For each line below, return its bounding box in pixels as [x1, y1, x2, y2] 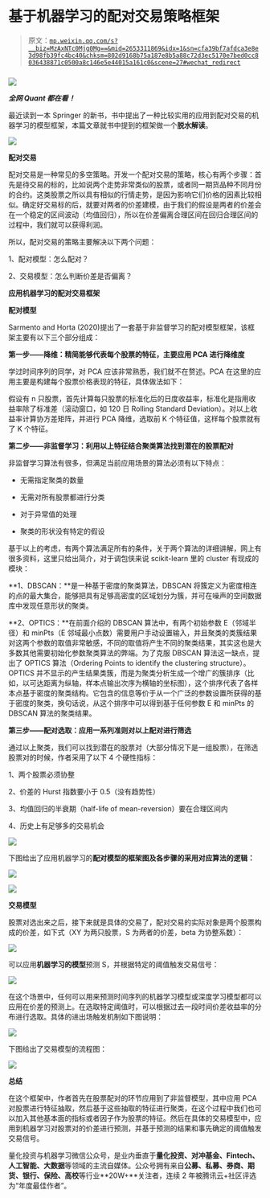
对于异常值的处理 [19, 509, 77, 519]
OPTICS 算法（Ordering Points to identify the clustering [23, 658, 208, 667]
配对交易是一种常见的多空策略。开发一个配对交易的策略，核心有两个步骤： [8, 170, 255, 179]
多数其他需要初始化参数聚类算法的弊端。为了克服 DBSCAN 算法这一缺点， [8, 648, 253, 658]
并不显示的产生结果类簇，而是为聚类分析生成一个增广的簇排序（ [35, 668, 247, 678]
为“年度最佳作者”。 [8, 1180, 72, 1190]
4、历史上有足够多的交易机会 [8, 821, 105, 831]
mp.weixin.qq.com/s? [49, 37, 118, 45]
